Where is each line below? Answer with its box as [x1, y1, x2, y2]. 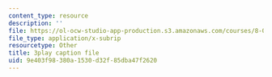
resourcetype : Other [8, 42, 79, 50]
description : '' [8, 19, 63, 27]
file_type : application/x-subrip [8, 34, 121, 43]
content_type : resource [8, 11, 89, 20]
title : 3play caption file [8, 49, 100, 57]
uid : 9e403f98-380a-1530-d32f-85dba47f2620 [8, 57, 158, 65]
